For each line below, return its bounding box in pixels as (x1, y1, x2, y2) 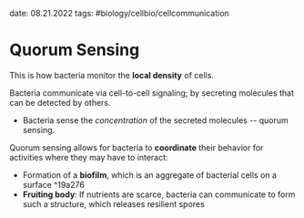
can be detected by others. (9, 97, 111, 108)
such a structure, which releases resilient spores (22, 198, 205, 209)
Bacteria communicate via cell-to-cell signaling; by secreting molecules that (9, 87, 294, 99)
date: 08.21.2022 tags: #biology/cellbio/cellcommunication (9, 8, 229, 18)
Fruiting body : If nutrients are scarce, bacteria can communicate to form (22, 189, 296, 200)
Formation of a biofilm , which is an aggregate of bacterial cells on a (22, 169, 278, 181)
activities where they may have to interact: (9, 151, 168, 162)
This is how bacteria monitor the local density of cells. (9, 69, 214, 80)
